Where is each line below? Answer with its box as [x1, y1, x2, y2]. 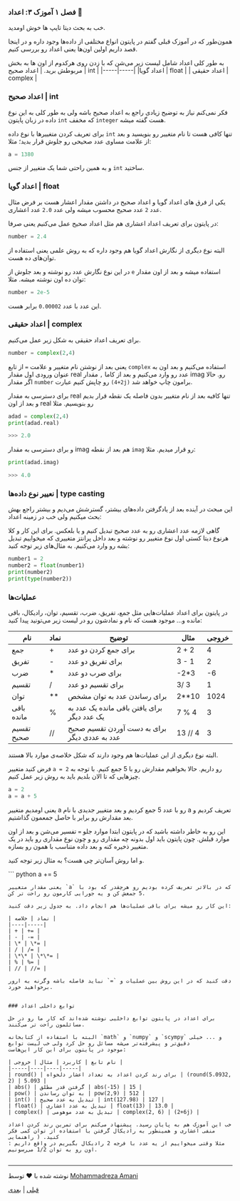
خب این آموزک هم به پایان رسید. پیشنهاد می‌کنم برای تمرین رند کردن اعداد [8, 1121, 232, 1128]
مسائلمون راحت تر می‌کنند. [8, 1021, 85, 1028]
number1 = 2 [8, 556, 43, 563]
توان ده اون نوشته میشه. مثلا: [8, 275, 86, 283]
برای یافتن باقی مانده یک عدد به [68, 703, 163, 713]
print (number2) [8, 568, 53, 576]
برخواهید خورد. [8, 983, 53, 990]
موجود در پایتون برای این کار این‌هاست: [8, 1046, 127, 1053]
